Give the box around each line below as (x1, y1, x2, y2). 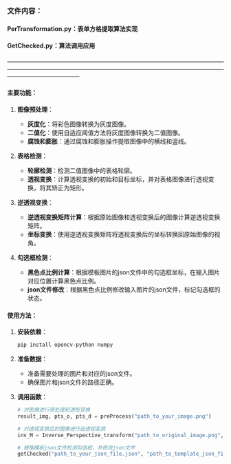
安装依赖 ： (16, 327, 48, 336)
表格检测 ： (16, 152, 48, 160)
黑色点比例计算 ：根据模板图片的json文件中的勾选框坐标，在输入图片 (27, 268, 221, 276)
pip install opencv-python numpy (16, 341, 113, 349)
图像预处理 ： (16, 105, 54, 113)
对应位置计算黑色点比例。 (27, 276, 100, 285)
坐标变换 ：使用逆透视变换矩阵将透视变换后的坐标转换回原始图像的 (27, 230, 214, 239)
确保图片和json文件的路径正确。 (27, 378, 118, 386)
